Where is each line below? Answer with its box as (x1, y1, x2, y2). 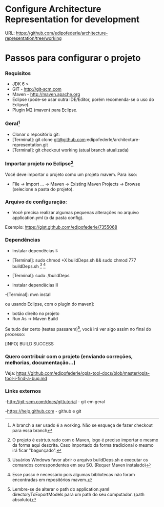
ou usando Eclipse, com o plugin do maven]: (5, 301, 94, 307)
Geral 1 (5, 119, 20, 127)
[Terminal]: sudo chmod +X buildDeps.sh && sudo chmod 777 (12, 257, 137, 263)
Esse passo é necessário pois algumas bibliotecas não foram (12, 472, 135, 478)
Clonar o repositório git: (12, 131, 60, 138)
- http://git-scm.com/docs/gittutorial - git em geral (5, 399, 105, 405)
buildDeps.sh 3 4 (12, 262, 46, 269)
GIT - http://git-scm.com (12, 86, 62, 92)
